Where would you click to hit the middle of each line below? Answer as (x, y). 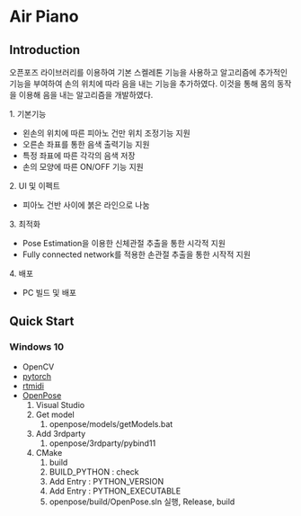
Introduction (45, 50)
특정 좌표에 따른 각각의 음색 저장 (79, 156)
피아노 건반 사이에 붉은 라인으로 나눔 (86, 205)
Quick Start (42, 321)
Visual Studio (60, 405)
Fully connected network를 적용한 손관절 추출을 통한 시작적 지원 (137, 254)
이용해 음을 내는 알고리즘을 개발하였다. (86, 95)
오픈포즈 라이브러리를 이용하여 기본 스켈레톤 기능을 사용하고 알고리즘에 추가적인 (149, 72)
